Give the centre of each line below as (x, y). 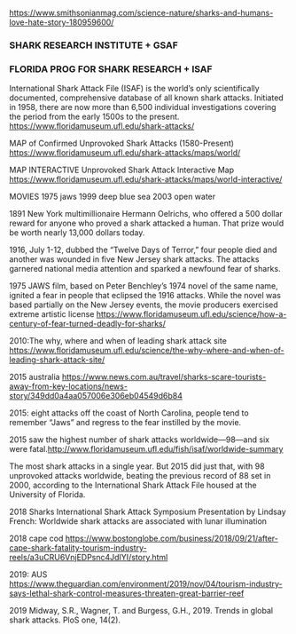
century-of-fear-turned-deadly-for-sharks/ (88, 324)
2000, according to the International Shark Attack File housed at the (133, 485)
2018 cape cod (36, 539)
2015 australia (35, 377)
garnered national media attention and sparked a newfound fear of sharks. (145, 269)
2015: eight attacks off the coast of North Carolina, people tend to (129, 413)
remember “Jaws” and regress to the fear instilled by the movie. (125, 423)
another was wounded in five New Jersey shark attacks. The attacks (134, 259)
